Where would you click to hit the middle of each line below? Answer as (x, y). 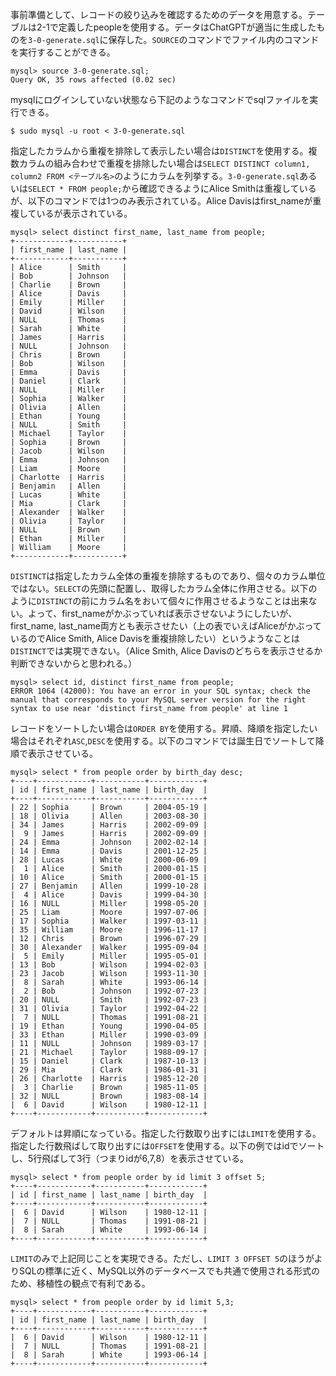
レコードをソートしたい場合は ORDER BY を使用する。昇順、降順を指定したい (164, 728)
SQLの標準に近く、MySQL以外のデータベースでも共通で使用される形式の (169, 1271)
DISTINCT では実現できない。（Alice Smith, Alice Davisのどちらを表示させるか (166, 651)
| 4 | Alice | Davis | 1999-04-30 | (109, 895)
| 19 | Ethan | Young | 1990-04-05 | (109, 1026)
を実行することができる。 (63, 52)
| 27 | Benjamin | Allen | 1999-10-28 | (109, 886)
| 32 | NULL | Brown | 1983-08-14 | (109, 1096)
